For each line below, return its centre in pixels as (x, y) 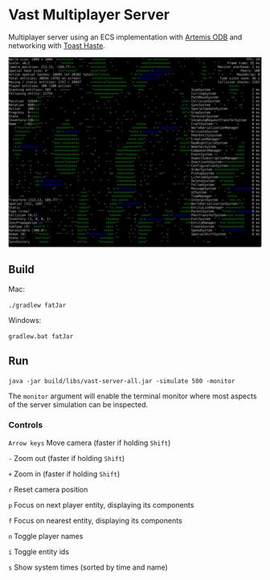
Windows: (25, 320)
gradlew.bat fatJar (41, 336)
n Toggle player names (46, 536)
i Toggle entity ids (39, 551)
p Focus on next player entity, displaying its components (101, 504)
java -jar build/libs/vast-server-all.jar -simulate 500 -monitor (122, 381)
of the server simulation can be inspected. (78, 404)
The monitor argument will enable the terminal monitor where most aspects (133, 396)
